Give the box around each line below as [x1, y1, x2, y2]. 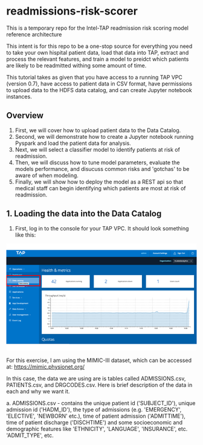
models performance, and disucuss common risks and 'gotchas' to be [14, 165, 190, 172]
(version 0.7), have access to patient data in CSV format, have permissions [6, 80, 192, 87]
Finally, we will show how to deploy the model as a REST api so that [14, 178, 183, 186]
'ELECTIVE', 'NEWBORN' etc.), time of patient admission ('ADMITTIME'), [6, 412, 186, 420]
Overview [6, 110, 44, 121]
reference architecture [6, 30, 62, 38]
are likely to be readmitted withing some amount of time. [6, 62, 147, 69]
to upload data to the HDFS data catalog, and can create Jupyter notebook [6, 86, 192, 93]
